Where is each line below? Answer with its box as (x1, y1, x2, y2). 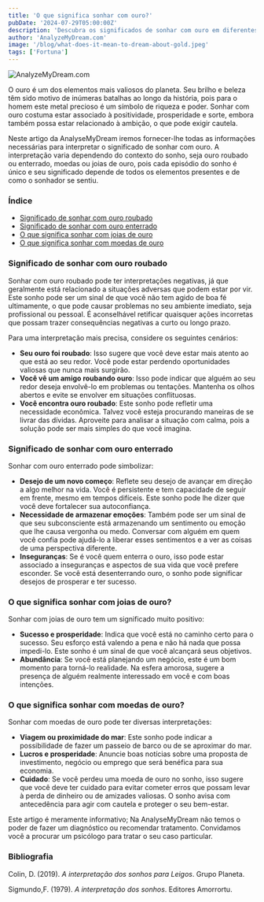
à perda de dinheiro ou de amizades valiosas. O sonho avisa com (19, 791, 230, 800)
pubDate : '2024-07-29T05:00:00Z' (8, 19, 118, 27)
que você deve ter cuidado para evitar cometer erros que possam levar (19, 783, 251, 792)
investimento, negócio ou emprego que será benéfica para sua (19, 758, 224, 767)
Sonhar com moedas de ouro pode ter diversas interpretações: (8, 718, 212, 727)
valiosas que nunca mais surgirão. (19, 365, 131, 374)
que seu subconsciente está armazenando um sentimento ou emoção (19, 518, 246, 528)
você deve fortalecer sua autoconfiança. (19, 501, 151, 510)
